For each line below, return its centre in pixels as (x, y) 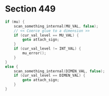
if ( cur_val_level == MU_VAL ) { (46, 35)
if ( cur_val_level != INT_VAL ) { (47, 49)
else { (12, 67)
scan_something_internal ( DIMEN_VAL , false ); (59, 71)
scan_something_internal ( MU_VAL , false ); (56, 26)
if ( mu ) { (15, 22)
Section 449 (30, 9)
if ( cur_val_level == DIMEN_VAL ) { (50, 76)
